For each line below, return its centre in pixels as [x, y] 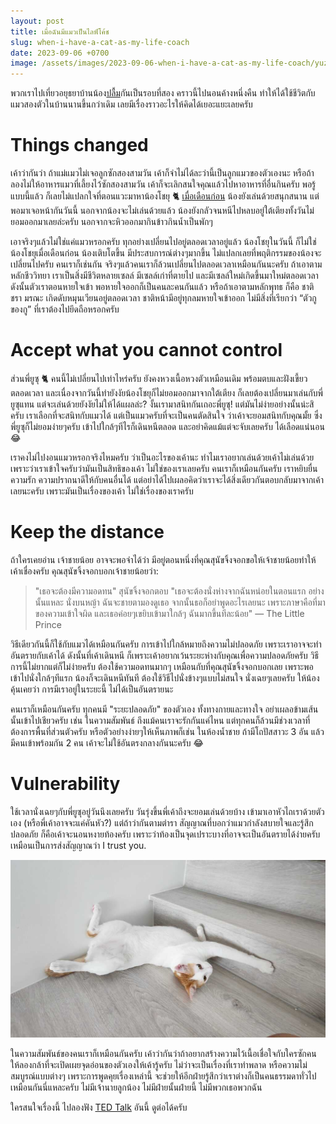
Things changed [79, 145]
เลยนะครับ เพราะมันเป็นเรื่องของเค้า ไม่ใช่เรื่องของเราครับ [102, 491]
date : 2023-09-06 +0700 [60, 53]
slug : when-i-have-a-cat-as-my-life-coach [100, 42]
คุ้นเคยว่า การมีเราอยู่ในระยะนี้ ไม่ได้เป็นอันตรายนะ [92, 689]
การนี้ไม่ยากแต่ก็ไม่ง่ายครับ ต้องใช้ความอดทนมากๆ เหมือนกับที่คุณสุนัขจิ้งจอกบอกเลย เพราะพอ [162, 666]
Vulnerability [65, 784]
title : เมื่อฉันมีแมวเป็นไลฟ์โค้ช [60, 31]
